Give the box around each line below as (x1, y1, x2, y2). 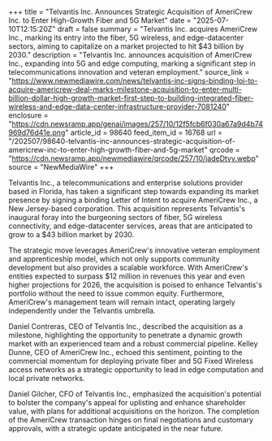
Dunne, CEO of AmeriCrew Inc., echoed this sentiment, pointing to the (8, 348, 243, 357)
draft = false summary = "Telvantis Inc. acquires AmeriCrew (57, 24, 258, 33)
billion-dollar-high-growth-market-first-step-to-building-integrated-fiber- (8, 93, 254, 102)
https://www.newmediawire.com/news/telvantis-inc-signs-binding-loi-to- (11, 76, 258, 85)
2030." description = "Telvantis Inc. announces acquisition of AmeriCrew (8, 50, 253, 59)
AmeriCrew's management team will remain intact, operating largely (8, 297, 235, 307)
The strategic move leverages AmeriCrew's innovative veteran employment (8, 245, 261, 255)
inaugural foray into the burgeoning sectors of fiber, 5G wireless (8, 213, 223, 222)
